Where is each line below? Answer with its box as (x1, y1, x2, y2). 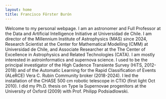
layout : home (5, 7, 32, 12)
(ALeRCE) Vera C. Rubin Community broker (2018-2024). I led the (5, 72, 139, 78)
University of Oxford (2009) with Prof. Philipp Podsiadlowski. (5, 88, 129, 94)
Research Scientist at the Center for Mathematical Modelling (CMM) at (5, 41, 148, 47)
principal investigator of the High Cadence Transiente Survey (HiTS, (5, 62, 143, 68)
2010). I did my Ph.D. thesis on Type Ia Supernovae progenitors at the (5, 83, 147, 89)
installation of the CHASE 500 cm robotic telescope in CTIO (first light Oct (5, 77, 156, 84)
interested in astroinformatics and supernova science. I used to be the (5, 57, 148, 63)
